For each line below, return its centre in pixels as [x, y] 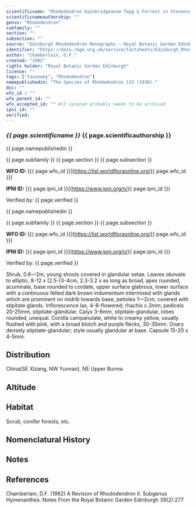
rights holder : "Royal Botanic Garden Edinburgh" [68, 66]
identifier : [20, 50]
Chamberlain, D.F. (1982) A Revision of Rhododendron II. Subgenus [87, 494]
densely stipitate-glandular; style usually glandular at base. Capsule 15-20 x [97, 330]
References [27, 479]
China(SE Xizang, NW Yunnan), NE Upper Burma [64, 369]
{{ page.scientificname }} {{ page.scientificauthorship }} [89, 135]
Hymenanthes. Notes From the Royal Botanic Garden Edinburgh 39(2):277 [95, 500]
